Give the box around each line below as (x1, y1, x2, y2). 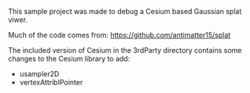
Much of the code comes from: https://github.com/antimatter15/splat (8, 31, 231, 39)
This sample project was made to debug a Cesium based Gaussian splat (8, 7, 242, 16)
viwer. (8, 15, 28, 24)
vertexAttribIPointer (19, 78, 83, 87)
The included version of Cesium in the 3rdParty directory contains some (8, 46, 242, 54)
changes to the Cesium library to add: (8, 54, 131, 63)
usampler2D (19, 69, 60, 78)
